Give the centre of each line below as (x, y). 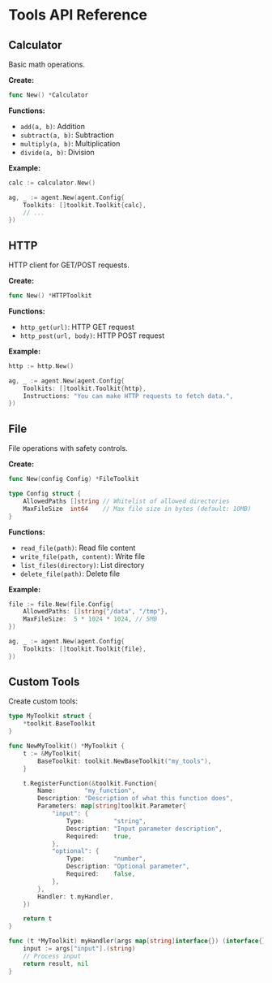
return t (38, 919)
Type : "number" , (106, 859)
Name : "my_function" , (87, 791)
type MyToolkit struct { (50, 717)
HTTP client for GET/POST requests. (69, 265)
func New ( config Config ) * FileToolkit (74, 479)
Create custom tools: (43, 701)
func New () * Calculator (49, 95)
